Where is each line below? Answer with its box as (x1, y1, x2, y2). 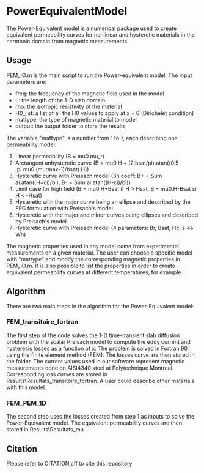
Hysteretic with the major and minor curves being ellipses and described (15, 211, 199, 218)
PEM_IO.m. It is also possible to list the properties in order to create (6, 262, 176, 269)
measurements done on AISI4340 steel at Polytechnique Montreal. (6, 364, 174, 371)
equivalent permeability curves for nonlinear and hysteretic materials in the (6, 31, 195, 38)
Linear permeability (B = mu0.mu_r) (15, 152, 105, 160)
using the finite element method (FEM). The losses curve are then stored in (6, 351, 195, 359)
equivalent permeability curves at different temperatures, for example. (6, 268, 183, 276)
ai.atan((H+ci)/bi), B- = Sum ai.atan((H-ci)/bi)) (15, 179, 131, 186)
